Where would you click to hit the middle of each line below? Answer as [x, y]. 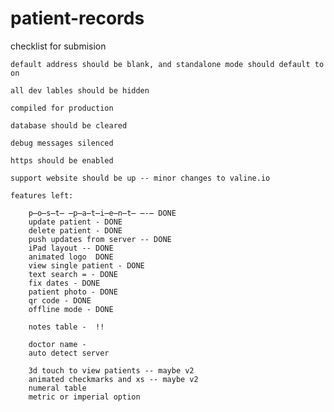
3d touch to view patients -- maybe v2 [111, 370]
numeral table [57, 388]
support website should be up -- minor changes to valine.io [140, 178]
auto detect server [69, 353]
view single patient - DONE [86, 265]
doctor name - [57, 344]
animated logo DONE [71, 257]
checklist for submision [58, 46]
